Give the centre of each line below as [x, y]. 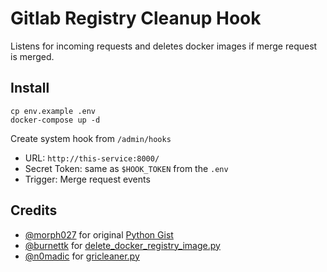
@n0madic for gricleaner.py [82, 256]
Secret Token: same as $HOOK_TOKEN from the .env [126, 168]
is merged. [32, 56]
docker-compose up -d [55, 120]
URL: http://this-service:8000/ [92, 158]
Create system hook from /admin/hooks [91, 138]
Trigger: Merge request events [87, 179]
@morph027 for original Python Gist [99, 234]
